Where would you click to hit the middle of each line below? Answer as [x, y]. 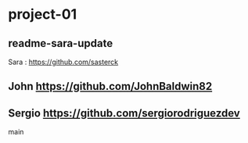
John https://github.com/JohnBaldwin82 [110, 86]
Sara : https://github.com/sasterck [63, 62]
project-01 [43, 14]
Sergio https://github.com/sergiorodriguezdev [124, 113]
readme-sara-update [61, 43]
